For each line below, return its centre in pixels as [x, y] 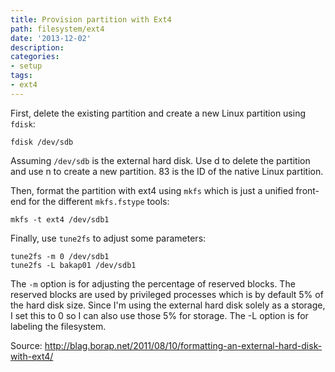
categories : [35, 57]
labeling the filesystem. [58, 326]
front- [307, 190]
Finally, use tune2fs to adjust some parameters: [108, 238]
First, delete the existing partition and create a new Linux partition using [158, 113]
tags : [21, 76]
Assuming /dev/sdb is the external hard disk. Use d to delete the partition [160, 160]
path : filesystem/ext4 [57, 29]
